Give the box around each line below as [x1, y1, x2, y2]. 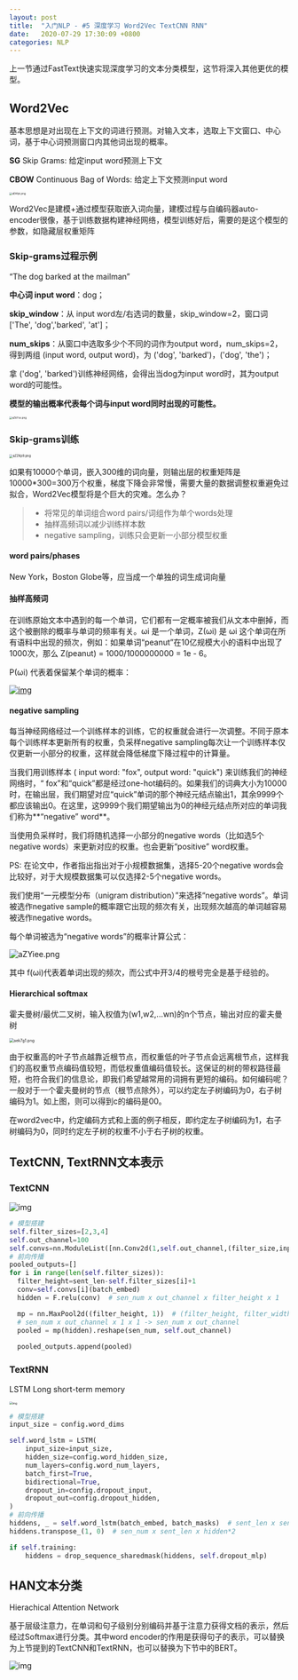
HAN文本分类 [9, 1578, 82, 1593]
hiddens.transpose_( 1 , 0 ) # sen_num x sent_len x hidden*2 [9, 1526, 237, 1536]
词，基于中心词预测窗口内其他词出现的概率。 [9, 137, 173, 147]
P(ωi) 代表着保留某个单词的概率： [9, 667, 131, 678]
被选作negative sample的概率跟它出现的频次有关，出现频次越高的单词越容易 [9, 901, 287, 912]
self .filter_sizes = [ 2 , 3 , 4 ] [9, 1227, 109, 1236]
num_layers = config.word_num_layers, [25, 1461, 161, 1470]
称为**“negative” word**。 [16, 812, 115, 822]
